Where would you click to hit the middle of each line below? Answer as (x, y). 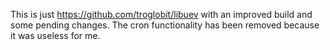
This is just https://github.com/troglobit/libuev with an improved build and (161, 14)
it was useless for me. (55, 35)
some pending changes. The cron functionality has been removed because (165, 25)
